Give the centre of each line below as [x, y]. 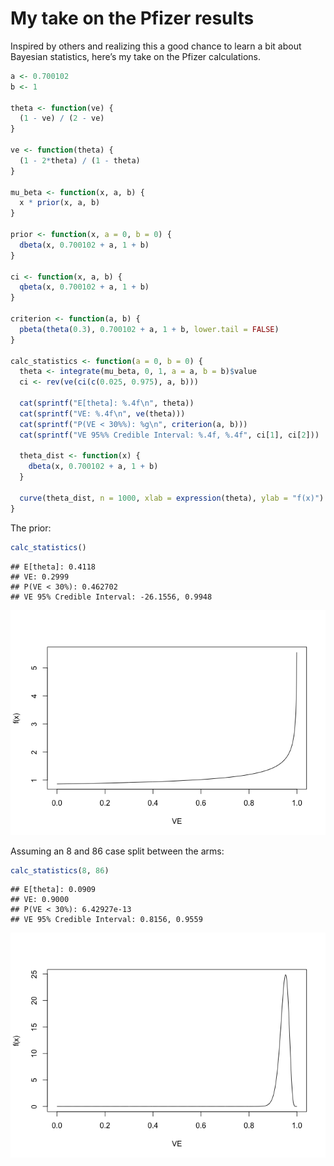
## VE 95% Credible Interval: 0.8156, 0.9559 [106, 920]
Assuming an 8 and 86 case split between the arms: [117, 851]
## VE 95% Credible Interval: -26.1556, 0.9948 [111, 597]
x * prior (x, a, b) [60, 203]
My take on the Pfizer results [132, 18]
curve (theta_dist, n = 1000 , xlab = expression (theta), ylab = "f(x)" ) [172, 498]
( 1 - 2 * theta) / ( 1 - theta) [80, 160]
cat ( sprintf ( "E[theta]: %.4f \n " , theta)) [107, 403]
